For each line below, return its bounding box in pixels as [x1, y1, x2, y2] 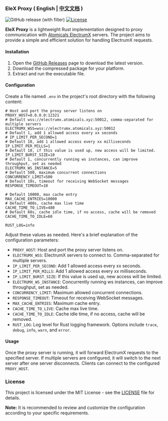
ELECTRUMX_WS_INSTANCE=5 [5, 165, 57, 171]
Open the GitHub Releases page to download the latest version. [12, 60, 144, 66]
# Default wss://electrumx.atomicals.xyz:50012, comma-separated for [5, 117, 154, 122]
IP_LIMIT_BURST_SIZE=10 [5, 152, 55, 157]
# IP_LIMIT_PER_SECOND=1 [5, 135, 57, 140]
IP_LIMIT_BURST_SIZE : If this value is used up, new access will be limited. [12, 273, 162, 279]
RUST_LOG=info [5, 223, 35, 228]
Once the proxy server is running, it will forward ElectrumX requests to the [5, 349, 159, 356]
